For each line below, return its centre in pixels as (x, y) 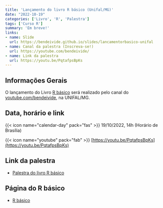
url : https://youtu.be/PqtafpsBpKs (46, 60)
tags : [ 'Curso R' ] (24, 24)
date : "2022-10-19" (25, 14)
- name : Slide (20, 38)
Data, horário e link (35, 113)
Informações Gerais (36, 80)
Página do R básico (35, 188)
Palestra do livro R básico (38, 173)
